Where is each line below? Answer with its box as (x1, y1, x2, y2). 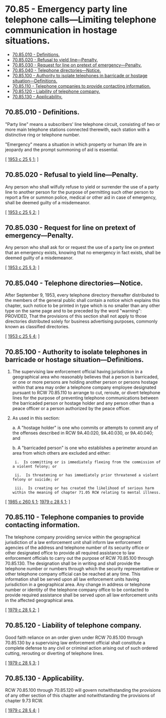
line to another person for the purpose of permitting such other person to (5, 189, 154, 195)
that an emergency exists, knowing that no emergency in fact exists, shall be (5, 249, 161, 256)
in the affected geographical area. (5, 597, 74, 603)
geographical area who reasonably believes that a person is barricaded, (12, 374, 159, 380)
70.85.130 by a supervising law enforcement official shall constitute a (5, 640, 146, 646)
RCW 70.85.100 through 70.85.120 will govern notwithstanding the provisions (5, 687, 161, 693)
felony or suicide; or (12, 477, 59, 482)
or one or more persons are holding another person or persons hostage (12, 379, 158, 385)
